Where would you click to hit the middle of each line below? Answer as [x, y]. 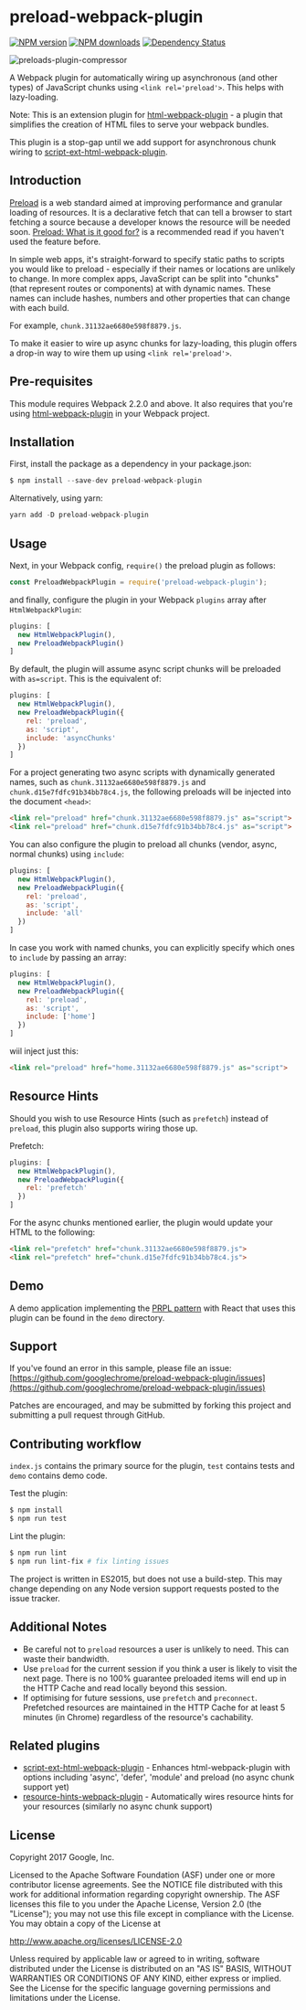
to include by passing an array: [68, 958]
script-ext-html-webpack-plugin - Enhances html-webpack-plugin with [156, 1768]
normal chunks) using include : [67, 854]
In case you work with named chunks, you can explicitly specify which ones [152, 948]
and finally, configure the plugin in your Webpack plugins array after [138, 600]
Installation [42, 442]
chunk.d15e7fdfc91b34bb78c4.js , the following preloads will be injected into [150, 792]
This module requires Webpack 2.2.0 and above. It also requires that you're [151, 403]
